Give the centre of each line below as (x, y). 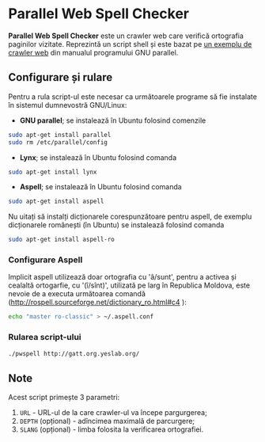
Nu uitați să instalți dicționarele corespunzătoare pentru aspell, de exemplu (130, 217)
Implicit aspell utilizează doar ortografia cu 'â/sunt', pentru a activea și (123, 277)
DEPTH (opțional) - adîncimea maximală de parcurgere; (107, 421)
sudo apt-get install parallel (60, 135)
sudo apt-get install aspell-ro (61, 240)
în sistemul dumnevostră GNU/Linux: (68, 105)
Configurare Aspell (45, 260)
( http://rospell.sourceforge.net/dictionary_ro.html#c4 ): (98, 303)
